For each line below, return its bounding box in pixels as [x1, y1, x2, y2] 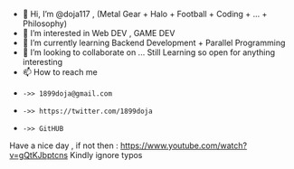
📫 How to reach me [22, 67, 98, 77]
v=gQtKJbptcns [9, 150, 69, 160]
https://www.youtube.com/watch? [120, 140, 247, 151]
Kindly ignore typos [70, 150, 143, 160]
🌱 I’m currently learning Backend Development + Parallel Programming [22, 37, 286, 48]
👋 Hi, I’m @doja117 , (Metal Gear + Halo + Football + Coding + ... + [22, 9, 268, 19]
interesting [22, 57, 63, 67]
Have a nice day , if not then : [9, 140, 119, 151]
